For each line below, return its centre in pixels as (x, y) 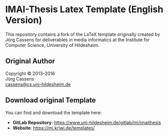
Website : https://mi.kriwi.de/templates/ (54, 128)
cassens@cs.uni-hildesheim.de (38, 84)
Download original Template (51, 100)
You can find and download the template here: (54, 113)
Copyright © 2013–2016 (30, 73)
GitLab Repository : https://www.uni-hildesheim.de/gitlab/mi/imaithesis (87, 122)
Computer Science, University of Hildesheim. (52, 45)
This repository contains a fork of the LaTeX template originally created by (83, 34)
